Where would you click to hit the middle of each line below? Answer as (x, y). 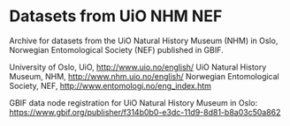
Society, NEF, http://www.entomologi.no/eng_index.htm (111, 85)
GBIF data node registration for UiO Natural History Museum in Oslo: (134, 102)
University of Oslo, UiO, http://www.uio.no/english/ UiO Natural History (138, 67)
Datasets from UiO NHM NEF (116, 16)
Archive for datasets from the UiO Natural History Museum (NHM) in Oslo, (144, 41)
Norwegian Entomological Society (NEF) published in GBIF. (116, 49)
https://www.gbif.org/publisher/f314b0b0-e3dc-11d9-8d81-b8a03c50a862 (145, 112)
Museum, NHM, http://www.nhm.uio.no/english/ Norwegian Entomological (145, 76)
